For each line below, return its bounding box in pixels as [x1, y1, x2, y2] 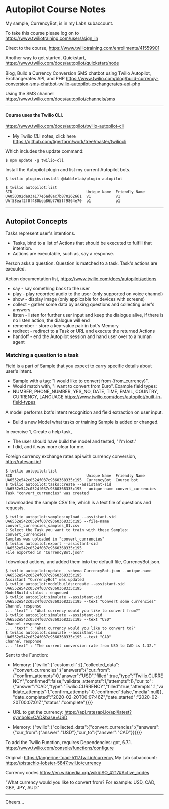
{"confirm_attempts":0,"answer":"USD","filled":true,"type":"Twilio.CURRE [12, 672, 163, 679]
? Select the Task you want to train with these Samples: [5, 528, 129, 533]
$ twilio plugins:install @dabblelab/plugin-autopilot [5, 176, 123, 182]
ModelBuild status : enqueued [5, 590, 69, 595]
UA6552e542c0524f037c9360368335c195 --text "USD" [5, 617, 112, 622]
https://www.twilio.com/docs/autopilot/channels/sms [5, 96, 115, 102]
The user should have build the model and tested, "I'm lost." [12, 438, 137, 444]
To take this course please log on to [5, 30, 79, 36]
